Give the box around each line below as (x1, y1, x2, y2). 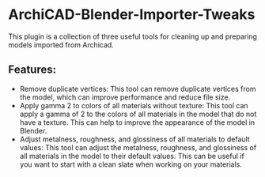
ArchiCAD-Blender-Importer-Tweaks (8, 6, 256, 24)
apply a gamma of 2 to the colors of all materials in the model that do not (19, 109, 257, 119)
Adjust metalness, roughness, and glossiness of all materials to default (19, 134, 251, 144)
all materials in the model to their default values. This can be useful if (19, 151, 245, 160)
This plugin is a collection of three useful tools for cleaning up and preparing (8, 32, 257, 41)
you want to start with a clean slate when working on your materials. (19, 160, 243, 169)
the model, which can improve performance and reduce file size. (19, 92, 231, 102)
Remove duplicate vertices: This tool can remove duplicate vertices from (19, 84, 256, 93)
